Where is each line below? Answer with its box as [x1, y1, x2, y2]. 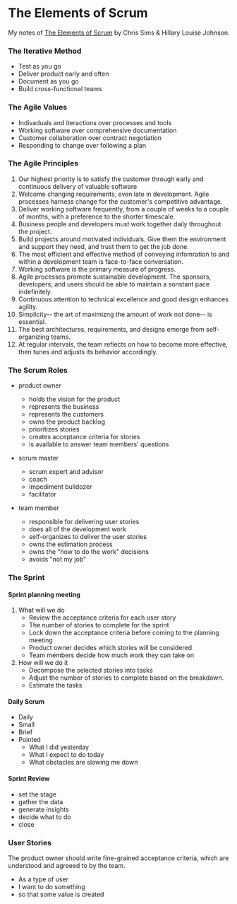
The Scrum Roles [8, 365, 68, 375]
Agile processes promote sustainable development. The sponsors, [18, 272, 212, 281]
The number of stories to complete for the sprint [28, 621, 169, 630]
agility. [18, 302, 38, 311]
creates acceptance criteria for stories [28, 433, 140, 441]
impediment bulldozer [28, 482, 92, 491]
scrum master [18, 454, 59, 463]
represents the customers [28, 410, 104, 419]
